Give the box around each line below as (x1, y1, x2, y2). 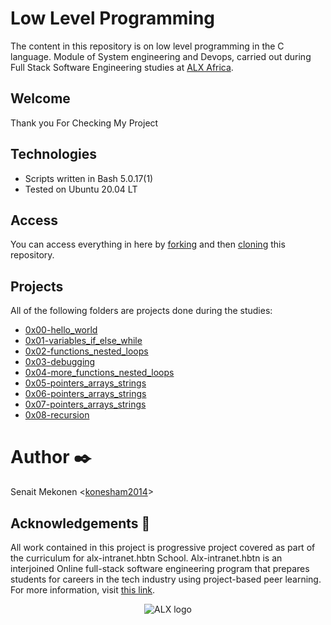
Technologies (10, 146, 98, 163)
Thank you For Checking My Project (10, 117, 159, 129)
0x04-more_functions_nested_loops (24, 367, 175, 379)
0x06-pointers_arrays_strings (24, 388, 147, 400)
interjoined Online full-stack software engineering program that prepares (10, 562, 310, 574)
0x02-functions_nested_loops (24, 345, 149, 357)
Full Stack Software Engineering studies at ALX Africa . (10, 61, 234, 73)
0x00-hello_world (24, 324, 98, 336)
